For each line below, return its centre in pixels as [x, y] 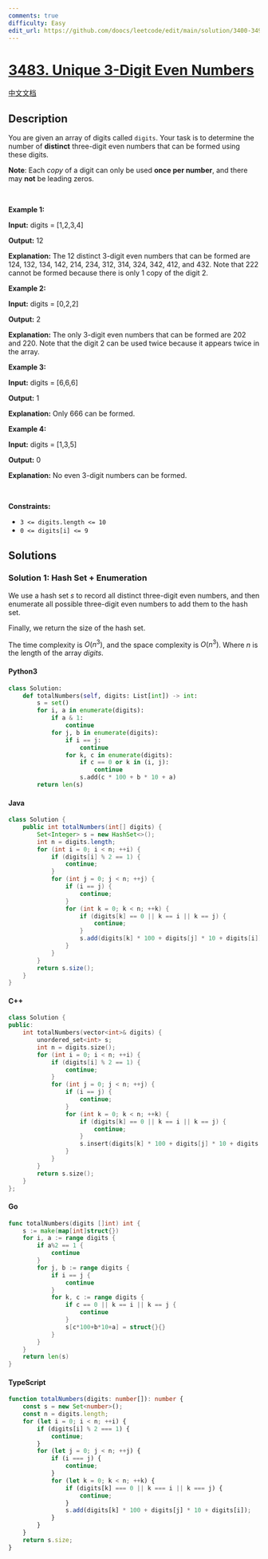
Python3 [23, 672]
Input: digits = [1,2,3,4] [46, 225]
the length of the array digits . [56, 653]
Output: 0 [25, 460]
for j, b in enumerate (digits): [104, 732]
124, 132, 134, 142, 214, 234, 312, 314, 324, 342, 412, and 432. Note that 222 [134, 265]
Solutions [33, 555]
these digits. [29, 155]
